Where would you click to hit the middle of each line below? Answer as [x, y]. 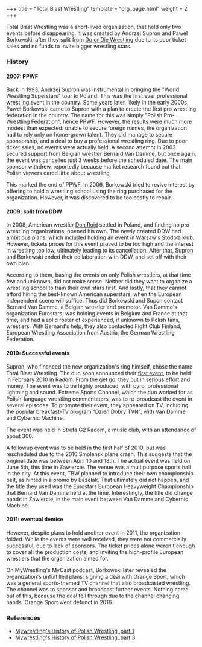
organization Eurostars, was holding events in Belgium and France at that [97, 314]
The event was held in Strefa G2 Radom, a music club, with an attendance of [101, 430]
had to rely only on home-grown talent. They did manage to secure [90, 135]
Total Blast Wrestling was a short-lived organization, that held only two [94, 27]
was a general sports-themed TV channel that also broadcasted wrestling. [99, 583]
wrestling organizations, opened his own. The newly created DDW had [94, 231]
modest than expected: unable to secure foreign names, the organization [97, 128]
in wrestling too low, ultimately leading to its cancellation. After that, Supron [100, 251]
